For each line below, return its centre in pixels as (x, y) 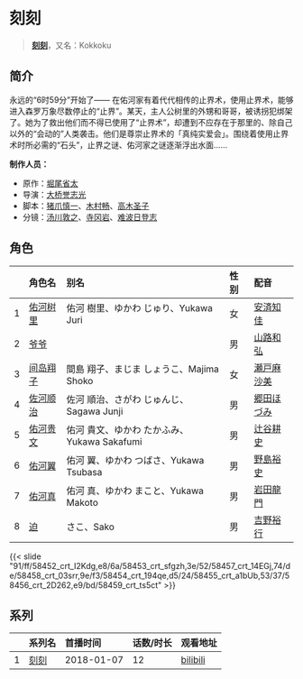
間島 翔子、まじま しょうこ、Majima (142, 369)
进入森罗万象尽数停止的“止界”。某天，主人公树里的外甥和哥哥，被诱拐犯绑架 (151, 111)
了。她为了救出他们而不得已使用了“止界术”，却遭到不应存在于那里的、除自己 (151, 122)
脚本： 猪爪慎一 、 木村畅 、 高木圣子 (86, 206)
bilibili (193, 660)
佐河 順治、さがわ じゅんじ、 (128, 399)
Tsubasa (84, 472)
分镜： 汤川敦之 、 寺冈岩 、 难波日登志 (90, 216)
